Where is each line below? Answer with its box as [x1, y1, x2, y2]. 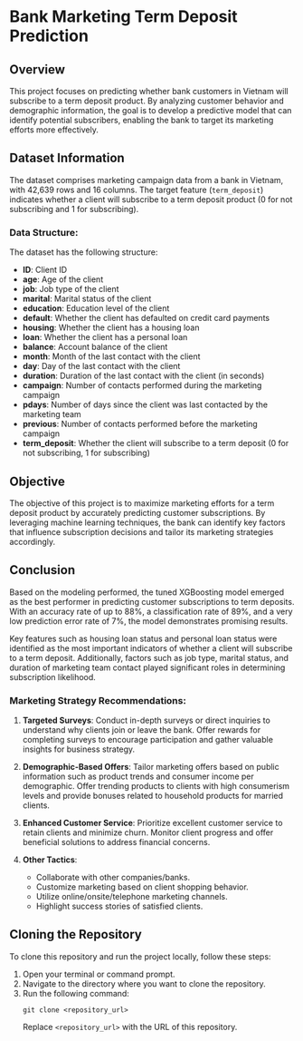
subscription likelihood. [9, 671, 97, 682]
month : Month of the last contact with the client [22, 351, 201, 362]
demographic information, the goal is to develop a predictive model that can [9, 105, 292, 115]
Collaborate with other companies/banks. [35, 872, 191, 883]
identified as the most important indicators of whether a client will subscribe [9, 642, 293, 654]
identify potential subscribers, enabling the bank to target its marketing [9, 115, 274, 125]
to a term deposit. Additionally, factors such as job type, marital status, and [9, 652, 289, 663]
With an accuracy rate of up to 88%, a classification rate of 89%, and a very [9, 606, 293, 617]
